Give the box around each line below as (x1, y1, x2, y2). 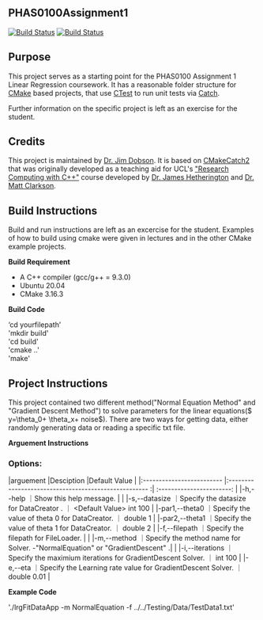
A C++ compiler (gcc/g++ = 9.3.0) (19, 272, 132, 282)
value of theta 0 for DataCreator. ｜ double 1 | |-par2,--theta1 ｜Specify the (8, 514, 252, 523)
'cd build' (8, 337, 39, 347)
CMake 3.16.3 (19, 289, 64, 299)
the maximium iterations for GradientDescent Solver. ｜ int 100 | (35, 553, 242, 563)
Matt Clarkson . (8, 181, 57, 191)
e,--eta (8, 563, 32, 572)
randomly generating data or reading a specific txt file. (8, 423, 186, 432)
